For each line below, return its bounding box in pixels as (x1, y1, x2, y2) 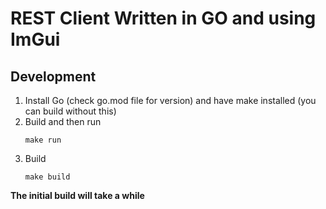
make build (24, 172, 71, 182)
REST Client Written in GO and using (10, 7, 317, 30)
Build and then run (24, 116, 102, 127)
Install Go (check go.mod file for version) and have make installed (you (24, 95, 317, 106)
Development (10, 68, 97, 85)
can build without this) (24, 105, 117, 117)
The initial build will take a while (10, 190, 145, 201)
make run (24, 135, 62, 145)
